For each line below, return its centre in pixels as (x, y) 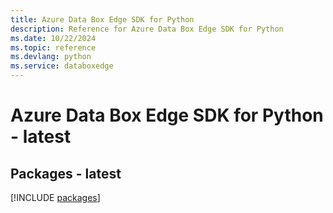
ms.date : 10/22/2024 (53, 38)
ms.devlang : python (51, 57)
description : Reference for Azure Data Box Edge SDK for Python (147, 29)
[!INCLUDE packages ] (55, 197)
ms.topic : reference (53, 47)
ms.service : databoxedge (62, 66)
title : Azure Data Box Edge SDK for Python (102, 19)
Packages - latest (66, 173)
